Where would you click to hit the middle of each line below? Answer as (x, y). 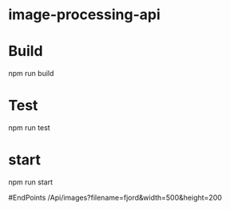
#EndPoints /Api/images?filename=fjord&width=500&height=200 (115, 198)
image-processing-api (85, 15)
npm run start (31, 182)
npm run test (29, 128)
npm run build (31, 73)
